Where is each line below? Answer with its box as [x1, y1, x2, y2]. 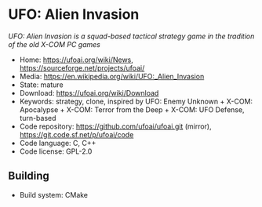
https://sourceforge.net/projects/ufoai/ [19, 63, 145, 72]
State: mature [19, 80, 64, 89]
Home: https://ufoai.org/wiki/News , [19, 55, 133, 64]
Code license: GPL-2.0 [19, 147, 93, 156]
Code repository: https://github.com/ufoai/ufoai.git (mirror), [19, 122, 212, 131]
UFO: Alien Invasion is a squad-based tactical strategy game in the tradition [8, 31, 255, 41]
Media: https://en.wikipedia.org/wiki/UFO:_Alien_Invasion [19, 71, 205, 81]
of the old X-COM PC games [8, 39, 100, 49]
